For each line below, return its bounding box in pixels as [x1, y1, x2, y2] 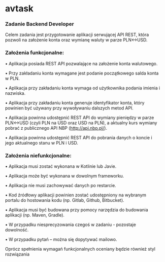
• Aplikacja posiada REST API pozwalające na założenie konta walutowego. [5, 60, 158, 67]
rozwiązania [5, 251, 30, 257]
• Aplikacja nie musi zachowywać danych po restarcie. [5, 183, 117, 188]
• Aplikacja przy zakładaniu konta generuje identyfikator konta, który [5, 100, 145, 106]
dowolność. [5, 227, 29, 233]
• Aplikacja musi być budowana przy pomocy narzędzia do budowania [5, 207, 149, 213]
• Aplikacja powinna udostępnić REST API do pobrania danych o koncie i [5, 134, 153, 141]
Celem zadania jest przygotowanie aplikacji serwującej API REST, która [5, 32, 149, 37]
